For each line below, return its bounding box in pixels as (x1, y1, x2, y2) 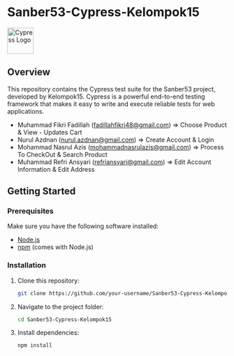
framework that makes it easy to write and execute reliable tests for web (7, 99, 215, 108)
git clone (17, 290, 47, 297)
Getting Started (7, 186, 76, 198)
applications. (7, 107, 44, 115)
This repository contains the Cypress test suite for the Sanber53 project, (7, 84, 216, 93)
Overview (7, 66, 51, 78)
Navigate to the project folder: (17, 302, 104, 311)
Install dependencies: (17, 329, 80, 337)
